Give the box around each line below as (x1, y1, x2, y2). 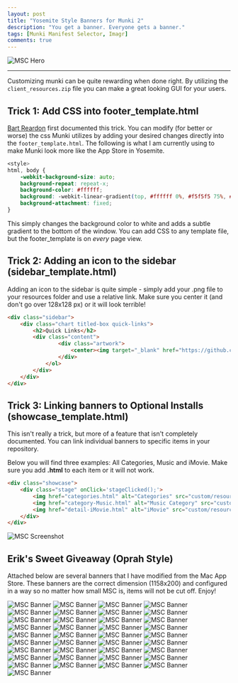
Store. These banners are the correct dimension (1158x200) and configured (7, 579, 228, 588)
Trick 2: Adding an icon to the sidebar (7, 255, 176, 267)
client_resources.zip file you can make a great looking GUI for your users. (7, 85, 227, 93)
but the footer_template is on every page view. (7, 234, 143, 242)
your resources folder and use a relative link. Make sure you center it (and (7, 292, 223, 301)
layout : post (7, 10, 46, 18)
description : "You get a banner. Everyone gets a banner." (7, 23, 186, 31)
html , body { (7, 166, 46, 174)
